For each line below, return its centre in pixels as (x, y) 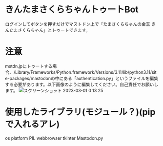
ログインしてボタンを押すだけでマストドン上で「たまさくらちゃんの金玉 (78, 24)
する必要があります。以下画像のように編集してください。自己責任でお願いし (82, 84)
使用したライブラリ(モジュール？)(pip (80, 112)
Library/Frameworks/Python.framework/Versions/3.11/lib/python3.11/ (84, 72)
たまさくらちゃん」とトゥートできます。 (50, 30)
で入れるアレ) (32, 124)
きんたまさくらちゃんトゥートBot (72, 10)
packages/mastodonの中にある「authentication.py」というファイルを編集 (84, 78)
